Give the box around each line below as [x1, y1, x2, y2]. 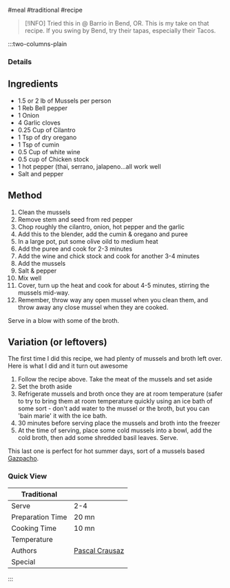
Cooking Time [11, 523, 57, 533]
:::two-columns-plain [8, 40, 67, 48]
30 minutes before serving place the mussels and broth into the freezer [17, 419, 220, 428]
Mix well [17, 273, 42, 282]
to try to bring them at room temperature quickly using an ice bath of [17, 397, 213, 406]
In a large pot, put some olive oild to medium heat [17, 237, 158, 245]
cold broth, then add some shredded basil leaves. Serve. [17, 434, 178, 442]
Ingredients [8, 78, 59, 90]
